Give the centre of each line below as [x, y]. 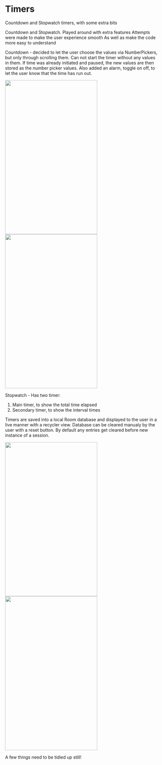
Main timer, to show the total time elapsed [54, 405]
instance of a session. [27, 435]
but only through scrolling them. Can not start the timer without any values [80, 57]
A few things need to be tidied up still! [43, 757]
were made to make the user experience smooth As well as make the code [81, 37]
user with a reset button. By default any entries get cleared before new [77, 430]
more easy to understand [31, 42]
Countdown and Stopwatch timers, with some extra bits [61, 23]
